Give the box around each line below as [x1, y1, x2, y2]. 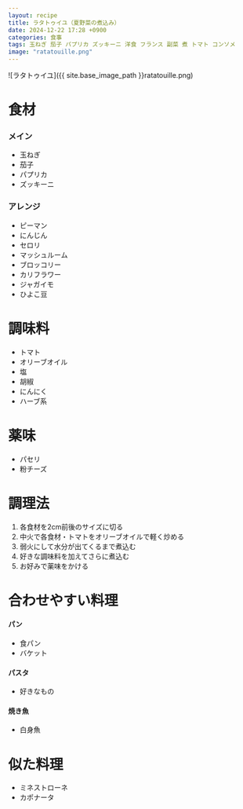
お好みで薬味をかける [19, 561, 89, 570]
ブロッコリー [19, 260, 61, 269]
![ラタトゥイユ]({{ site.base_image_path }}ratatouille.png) [8, 71, 194, 79]
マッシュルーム [19, 250, 68, 259]
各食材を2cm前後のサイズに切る [19, 522, 124, 531]
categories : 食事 [8, 33, 63, 42]
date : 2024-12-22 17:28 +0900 [8, 26, 107, 34]
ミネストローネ [19, 783, 68, 793]
